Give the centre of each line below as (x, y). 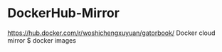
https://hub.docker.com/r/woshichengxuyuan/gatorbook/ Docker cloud (111, 33)
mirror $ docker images (42, 40)
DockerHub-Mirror (63, 13)
